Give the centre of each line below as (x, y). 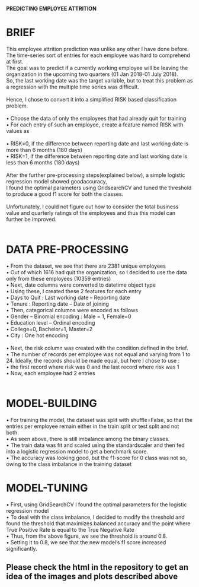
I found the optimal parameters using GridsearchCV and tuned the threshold (99, 188)
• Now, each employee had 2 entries (51, 373)
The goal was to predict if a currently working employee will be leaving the (97, 68)
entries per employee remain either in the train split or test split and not (93, 426)
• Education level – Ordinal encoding (51, 322)
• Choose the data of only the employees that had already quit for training (96, 118)
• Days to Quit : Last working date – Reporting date (68, 297)
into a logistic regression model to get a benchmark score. (77, 451)
